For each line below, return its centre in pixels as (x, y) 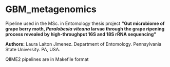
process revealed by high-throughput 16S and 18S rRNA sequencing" (81, 34)
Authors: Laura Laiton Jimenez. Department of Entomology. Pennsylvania (83, 44)
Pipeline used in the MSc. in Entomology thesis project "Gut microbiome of (85, 23)
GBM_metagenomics (51, 9)
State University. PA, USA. (33, 49)
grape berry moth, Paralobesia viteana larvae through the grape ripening (85, 28)
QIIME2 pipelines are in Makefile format (47, 59)
